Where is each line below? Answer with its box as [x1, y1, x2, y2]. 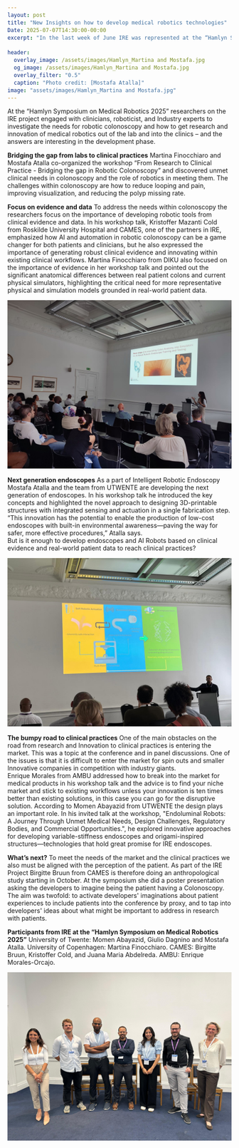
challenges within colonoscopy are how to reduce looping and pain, [7, 182, 206, 190]
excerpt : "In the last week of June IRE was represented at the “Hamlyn [7, 34, 228, 41]
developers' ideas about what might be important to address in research [7, 906, 219, 915]
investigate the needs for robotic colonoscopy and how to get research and [7, 122, 228, 131]
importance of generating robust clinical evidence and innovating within [7, 248, 218, 257]
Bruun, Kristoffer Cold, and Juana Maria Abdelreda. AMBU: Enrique [7, 951, 204, 959]
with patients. [7, 914, 48, 923]
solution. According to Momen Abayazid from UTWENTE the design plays [7, 802, 223, 810]
